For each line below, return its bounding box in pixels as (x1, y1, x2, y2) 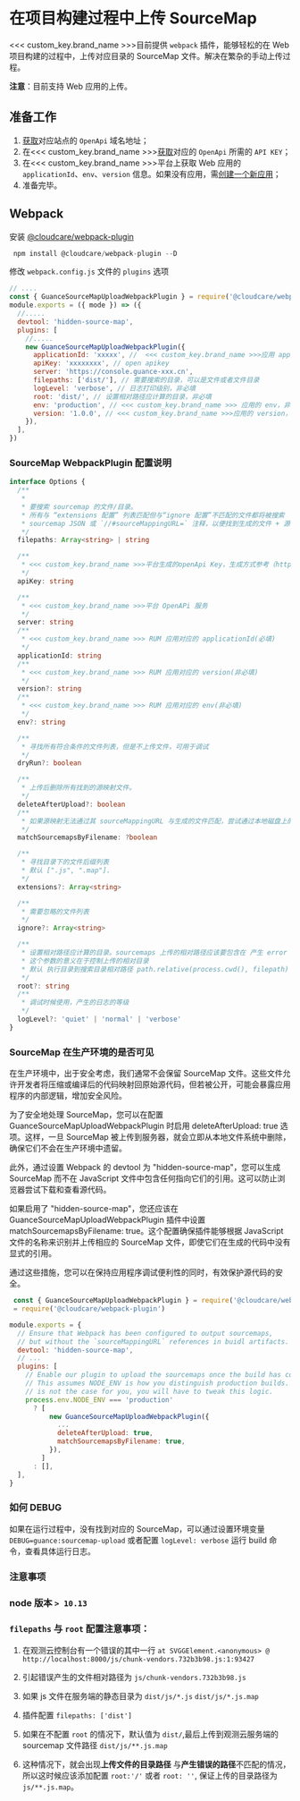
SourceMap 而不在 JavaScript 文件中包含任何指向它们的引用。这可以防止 (9, 1173, 278, 1184)
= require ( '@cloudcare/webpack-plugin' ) (12, 1304, 166, 1313)
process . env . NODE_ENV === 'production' (25, 1395, 174, 1405)
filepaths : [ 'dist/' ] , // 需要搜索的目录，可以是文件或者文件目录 (32, 376, 260, 385)
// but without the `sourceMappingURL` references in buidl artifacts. (17, 1337, 290, 1347)
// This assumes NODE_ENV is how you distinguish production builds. (25, 1379, 290, 1388)
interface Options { (9, 478, 87, 487)
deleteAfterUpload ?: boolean (17, 800, 126, 809)
